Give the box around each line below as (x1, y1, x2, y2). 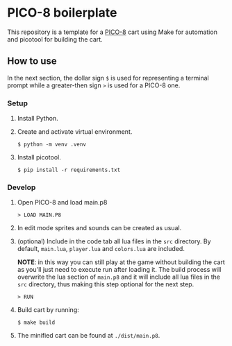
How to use (7, 55, 57, 67)
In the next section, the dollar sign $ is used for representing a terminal (7, 73, 210, 82)
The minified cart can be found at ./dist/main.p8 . (17, 331, 160, 340)
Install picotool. (17, 153, 61, 162)
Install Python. (17, 114, 59, 123)
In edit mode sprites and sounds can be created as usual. (17, 224, 182, 232)
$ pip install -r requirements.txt (17, 166, 121, 174)
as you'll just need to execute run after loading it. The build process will (17, 266, 222, 274)
